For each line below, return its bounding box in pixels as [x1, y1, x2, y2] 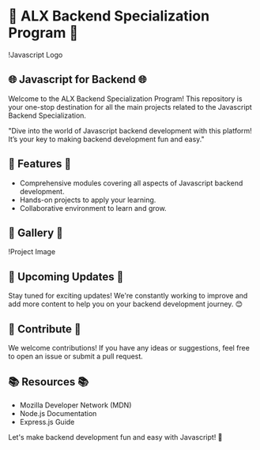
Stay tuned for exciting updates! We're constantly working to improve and [8, 291, 248, 301]
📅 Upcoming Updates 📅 [8, 270, 124, 283]
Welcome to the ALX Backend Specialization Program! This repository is [8, 94, 243, 103]
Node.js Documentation [19, 408, 97, 418]
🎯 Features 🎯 [8, 157, 72, 171]
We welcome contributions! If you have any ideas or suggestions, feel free [8, 343, 251, 352]
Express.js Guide [19, 417, 75, 426]
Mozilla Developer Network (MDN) [19, 400, 132, 410]
